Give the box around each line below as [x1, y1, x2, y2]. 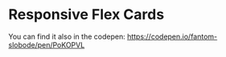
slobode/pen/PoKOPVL [8, 40, 85, 49]
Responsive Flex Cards [8, 6, 165, 24]
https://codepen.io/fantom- [127, 32, 218, 41]
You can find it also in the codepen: [8, 32, 126, 41]
